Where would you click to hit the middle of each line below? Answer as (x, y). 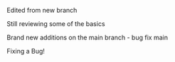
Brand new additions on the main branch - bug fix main (87, 37)
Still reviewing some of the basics (56, 24)
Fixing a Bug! (26, 51)
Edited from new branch (42, 10)
